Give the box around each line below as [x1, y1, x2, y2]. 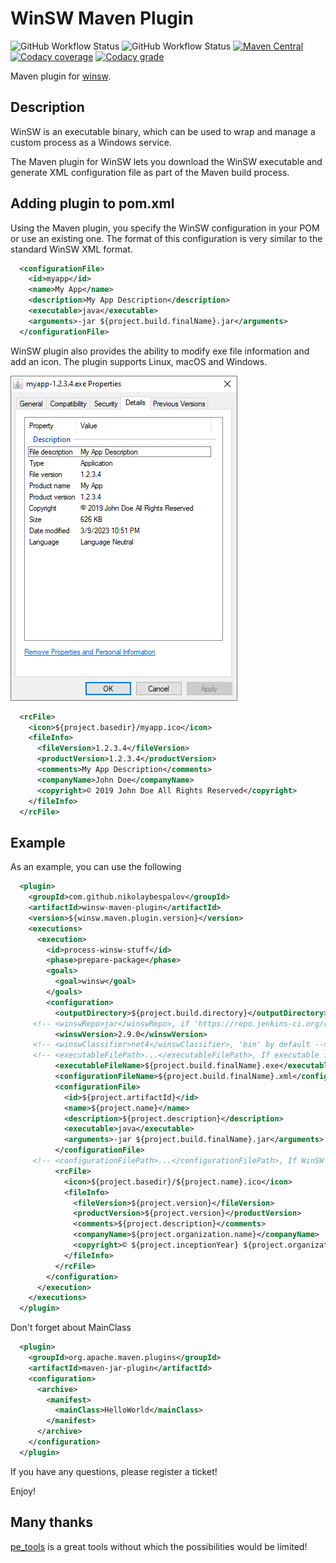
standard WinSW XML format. [10, 243, 133, 255]
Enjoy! [10, 1485, 37, 1497]
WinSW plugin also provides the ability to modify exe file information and [10, 345, 310, 357]
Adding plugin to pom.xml [10, 195, 175, 212]
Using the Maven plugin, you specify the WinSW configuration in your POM [10, 222, 320, 234]
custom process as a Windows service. [10, 136, 173, 148]
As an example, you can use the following [10, 861, 182, 873]
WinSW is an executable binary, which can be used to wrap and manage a [10, 125, 316, 137]
